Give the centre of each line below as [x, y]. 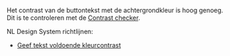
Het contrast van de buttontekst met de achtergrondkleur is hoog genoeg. [115, 10]
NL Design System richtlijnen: [50, 32]
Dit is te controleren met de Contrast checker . [73, 18]
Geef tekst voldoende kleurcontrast [69, 45]
